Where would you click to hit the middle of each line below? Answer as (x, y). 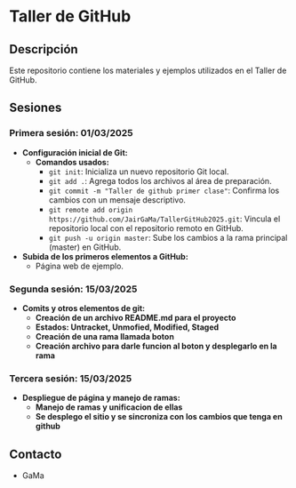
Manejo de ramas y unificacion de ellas (109, 407)
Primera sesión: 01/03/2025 (71, 133)
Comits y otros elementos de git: (84, 308)
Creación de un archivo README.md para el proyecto (136, 317)
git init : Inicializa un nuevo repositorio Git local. (139, 172)
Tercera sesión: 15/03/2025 (71, 378)
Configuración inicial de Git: (75, 152)
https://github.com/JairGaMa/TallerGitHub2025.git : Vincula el (164, 219)
